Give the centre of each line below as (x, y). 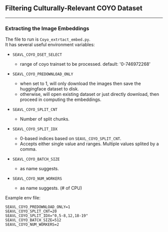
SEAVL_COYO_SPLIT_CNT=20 (31, 211)
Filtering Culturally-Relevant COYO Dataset (74, 8)
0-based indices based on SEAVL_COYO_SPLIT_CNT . (70, 139)
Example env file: (23, 198)
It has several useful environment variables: (50, 45)
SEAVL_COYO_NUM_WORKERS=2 (32, 225)
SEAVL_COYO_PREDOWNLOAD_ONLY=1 (38, 207)
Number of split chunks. (45, 119)
